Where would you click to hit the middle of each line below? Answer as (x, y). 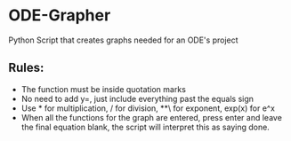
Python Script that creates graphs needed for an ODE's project (123, 40)
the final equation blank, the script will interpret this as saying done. (145, 127)
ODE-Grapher (60, 16)
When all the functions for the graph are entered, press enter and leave (151, 117)
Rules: (26, 68)
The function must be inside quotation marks (103, 89)
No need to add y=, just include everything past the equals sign (137, 98)
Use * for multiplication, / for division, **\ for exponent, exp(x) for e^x (148, 108)
